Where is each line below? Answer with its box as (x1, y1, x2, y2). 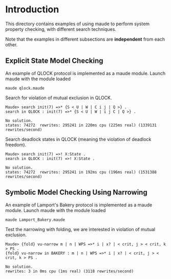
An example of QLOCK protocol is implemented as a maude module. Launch (5, 70, 166, 76)
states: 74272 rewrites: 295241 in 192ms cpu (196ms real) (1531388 (5, 169, 157, 175)
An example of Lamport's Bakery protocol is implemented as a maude (5, 202, 153, 208)
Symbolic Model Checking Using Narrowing (5, 188, 147, 197)
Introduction (5, 4, 59, 15)
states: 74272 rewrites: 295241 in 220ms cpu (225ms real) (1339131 (5, 123, 157, 128)
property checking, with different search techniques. (5, 26, 117, 32)
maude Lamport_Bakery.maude (5, 217, 66, 222)
